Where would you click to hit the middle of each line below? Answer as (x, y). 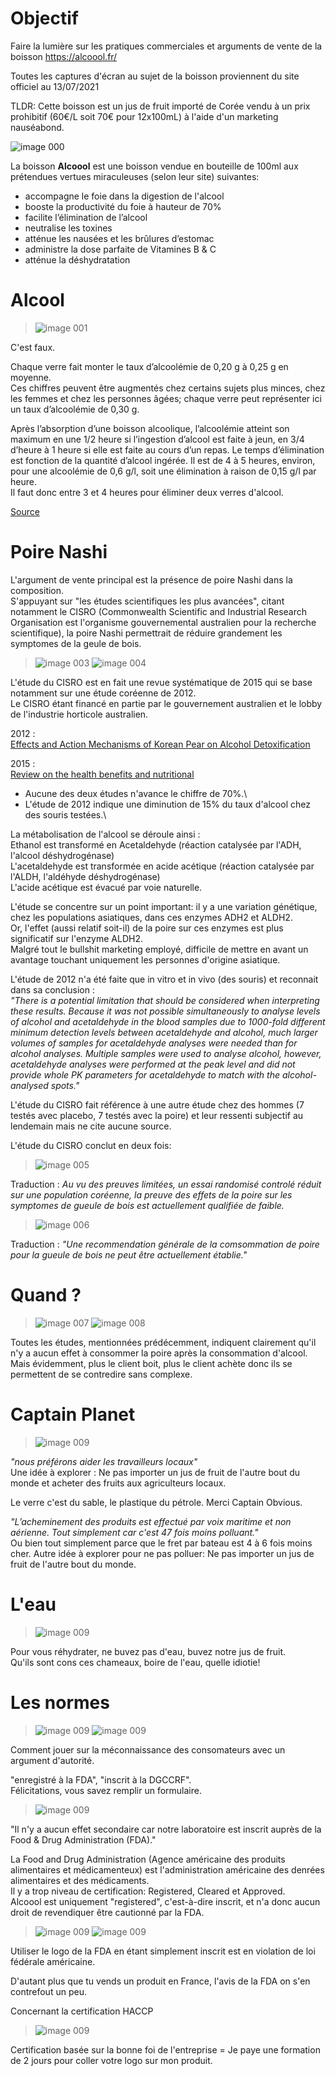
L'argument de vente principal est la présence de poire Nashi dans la (151, 579)
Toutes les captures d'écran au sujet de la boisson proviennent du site (155, 76)
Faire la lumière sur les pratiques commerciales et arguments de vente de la (166, 46)
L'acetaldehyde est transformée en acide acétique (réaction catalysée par (162, 866)
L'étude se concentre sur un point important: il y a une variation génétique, (164, 906)
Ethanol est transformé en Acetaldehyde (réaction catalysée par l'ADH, (156, 844)
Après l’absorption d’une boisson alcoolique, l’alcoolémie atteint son (150, 428)
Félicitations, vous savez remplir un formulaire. (106, 1790)
